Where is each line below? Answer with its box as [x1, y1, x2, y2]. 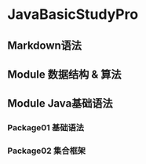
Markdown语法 [7, 38, 82, 52]
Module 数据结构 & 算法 [7, 67, 122, 81]
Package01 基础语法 [7, 122, 84, 133]
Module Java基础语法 [7, 97, 113, 111]
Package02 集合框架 [7, 145, 86, 156]
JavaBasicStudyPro [7, 5, 139, 24]
